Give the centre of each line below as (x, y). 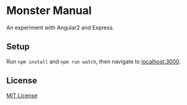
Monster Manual (49, 11)
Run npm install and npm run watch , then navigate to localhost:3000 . (93, 61)
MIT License (22, 95)
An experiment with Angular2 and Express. (60, 27)
